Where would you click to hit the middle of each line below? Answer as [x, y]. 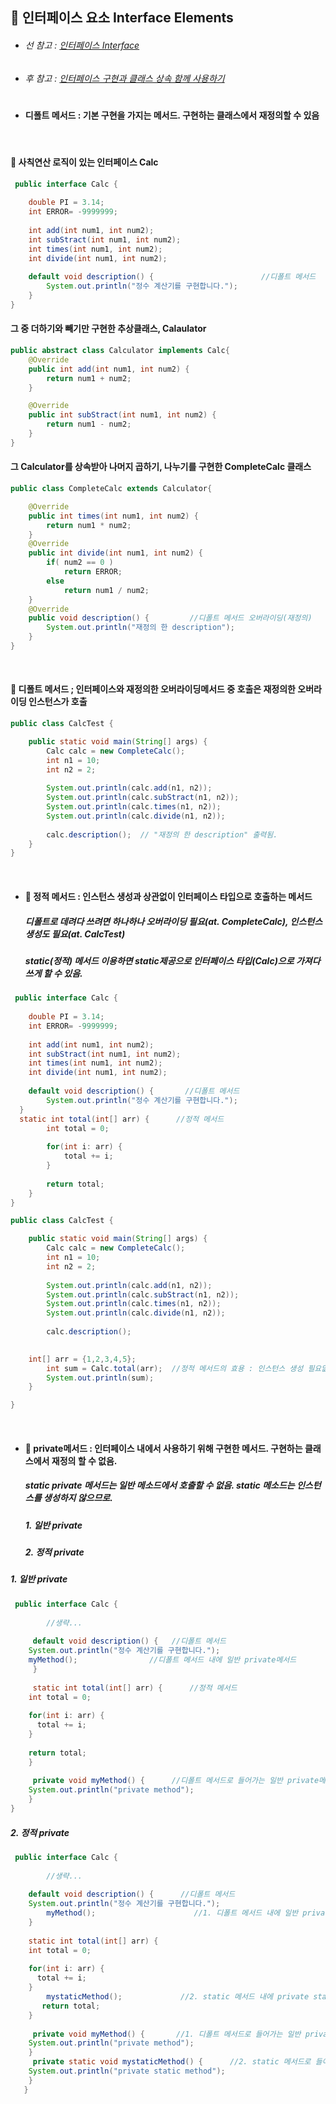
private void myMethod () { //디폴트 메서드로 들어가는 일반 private [176, 1781]
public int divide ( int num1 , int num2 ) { [115, 553]
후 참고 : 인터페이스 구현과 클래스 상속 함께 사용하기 [124, 78]
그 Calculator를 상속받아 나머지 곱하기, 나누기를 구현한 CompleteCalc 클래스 [161, 467]
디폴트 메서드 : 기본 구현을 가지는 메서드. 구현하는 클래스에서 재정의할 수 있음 [172, 115]
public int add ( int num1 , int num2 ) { [109, 369]
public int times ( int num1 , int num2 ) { [113, 516]
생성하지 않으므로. [78, 1498]
